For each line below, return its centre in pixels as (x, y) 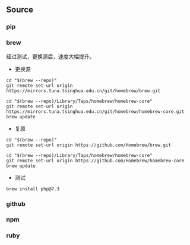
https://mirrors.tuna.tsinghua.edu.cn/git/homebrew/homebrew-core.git (95, 111)
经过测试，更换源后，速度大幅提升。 (50, 56)
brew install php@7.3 (33, 189)
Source (20, 10)
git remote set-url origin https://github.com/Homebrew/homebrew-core (95, 161)
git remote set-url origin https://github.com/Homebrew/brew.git (88, 145)
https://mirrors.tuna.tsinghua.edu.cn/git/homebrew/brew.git (83, 91)
